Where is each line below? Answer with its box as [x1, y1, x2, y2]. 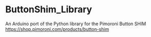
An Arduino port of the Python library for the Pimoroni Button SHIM [5, 21, 146, 27]
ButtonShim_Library [5, 4, 92, 15]
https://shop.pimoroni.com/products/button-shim [5, 26, 109, 32]
